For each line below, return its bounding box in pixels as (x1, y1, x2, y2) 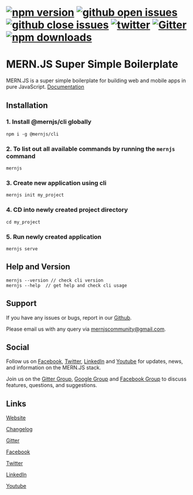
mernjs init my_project (6, 192, 65, 198)
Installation (6, 100, 48, 110)
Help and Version (6, 262, 70, 272)
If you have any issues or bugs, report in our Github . (6, 314, 132, 321)
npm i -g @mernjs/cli (6, 131, 59, 137)
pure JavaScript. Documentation (6, 83, 84, 90)
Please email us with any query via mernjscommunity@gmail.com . (6, 326, 166, 333)
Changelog (6, 426, 33, 433)
